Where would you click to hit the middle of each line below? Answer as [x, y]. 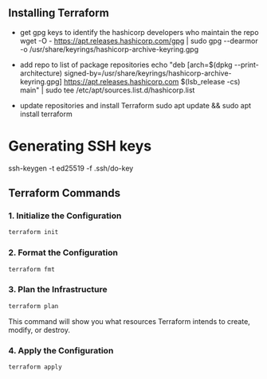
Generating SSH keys [80, 146]
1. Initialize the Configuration [65, 216]
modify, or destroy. [39, 330]
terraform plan [33, 306]
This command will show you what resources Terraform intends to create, [130, 321]
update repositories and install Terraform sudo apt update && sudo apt [135, 105]
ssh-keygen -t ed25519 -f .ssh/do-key [71, 168]
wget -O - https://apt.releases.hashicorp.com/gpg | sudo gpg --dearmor [139, 41]
